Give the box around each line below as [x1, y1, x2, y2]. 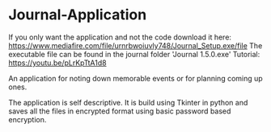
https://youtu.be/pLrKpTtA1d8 [8, 58, 107, 68]
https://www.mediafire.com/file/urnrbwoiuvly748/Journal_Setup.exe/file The [8, 40, 263, 50]
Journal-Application [8, 6, 147, 24]
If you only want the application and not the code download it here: [8, 32, 232, 42]
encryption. [8, 114, 47, 124]
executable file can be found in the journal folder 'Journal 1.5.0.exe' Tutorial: [8, 49, 260, 59]
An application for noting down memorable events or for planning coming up [8, 73, 263, 83]
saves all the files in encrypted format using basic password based [8, 106, 231, 116]
